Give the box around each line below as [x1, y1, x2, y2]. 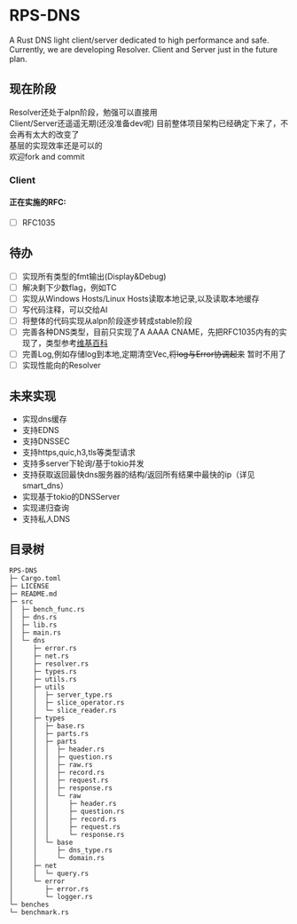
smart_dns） [21, 480, 68, 491]
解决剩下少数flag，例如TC [21, 281, 117, 293]
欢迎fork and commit [9, 151, 85, 162]
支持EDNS [21, 425, 59, 436]
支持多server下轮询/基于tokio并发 [21, 458, 145, 469]
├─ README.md [9, 589, 58, 598]
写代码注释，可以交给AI [21, 304, 108, 315]
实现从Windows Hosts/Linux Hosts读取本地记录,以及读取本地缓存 [21, 293, 260, 304]
